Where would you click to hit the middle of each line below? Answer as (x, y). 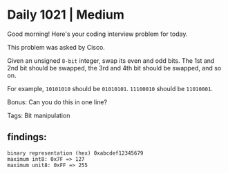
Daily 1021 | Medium (66, 15)
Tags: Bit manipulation (39, 115)
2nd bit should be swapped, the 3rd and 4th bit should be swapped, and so (114, 68)
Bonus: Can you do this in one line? (57, 102)
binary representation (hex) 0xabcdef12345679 (75, 153)
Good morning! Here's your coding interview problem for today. (97, 34)
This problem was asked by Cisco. (56, 47)
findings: (27, 137)
